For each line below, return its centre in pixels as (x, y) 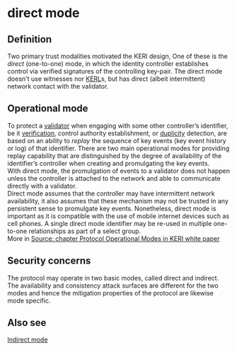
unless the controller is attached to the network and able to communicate (114, 178)
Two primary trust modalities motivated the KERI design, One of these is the (117, 56)
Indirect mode (28, 340)
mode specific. (29, 300)
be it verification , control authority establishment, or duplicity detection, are (117, 133)
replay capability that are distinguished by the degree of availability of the (115, 156)
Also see (27, 323)
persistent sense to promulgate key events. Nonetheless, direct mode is (112, 208)
